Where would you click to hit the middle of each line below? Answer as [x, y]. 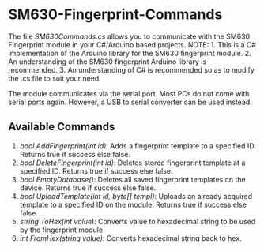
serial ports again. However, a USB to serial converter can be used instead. [130, 102]
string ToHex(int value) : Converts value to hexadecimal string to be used [138, 221]
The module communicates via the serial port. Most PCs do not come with [129, 93]
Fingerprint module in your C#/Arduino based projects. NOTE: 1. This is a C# [132, 44]
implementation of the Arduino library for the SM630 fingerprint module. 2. [130, 53]
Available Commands [62, 127]
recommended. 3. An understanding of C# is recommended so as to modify [131, 69]
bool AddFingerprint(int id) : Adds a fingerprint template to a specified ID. [138, 146]
